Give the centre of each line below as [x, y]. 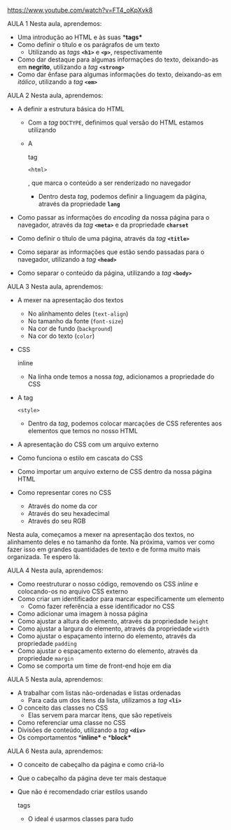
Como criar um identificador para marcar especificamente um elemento [121, 599]
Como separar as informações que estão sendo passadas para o [111, 252]
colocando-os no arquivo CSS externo [72, 591]
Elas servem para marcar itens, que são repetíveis [100, 715]
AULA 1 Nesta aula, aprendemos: [55, 23]
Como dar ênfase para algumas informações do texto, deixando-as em [119, 74]
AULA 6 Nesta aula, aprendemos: [55, 751]
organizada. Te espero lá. [44, 557]
